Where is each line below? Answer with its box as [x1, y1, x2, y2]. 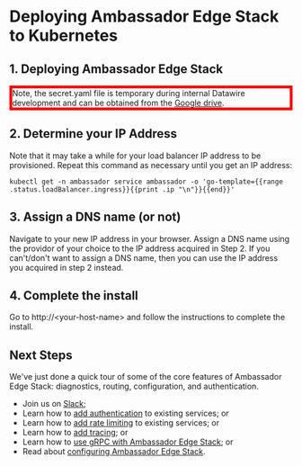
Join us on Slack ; [22, 399, 87, 409]
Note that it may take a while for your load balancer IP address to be [9, 150, 262, 161]
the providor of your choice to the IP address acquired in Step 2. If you [9, 243, 271, 254]
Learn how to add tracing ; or [22, 427, 129, 438]
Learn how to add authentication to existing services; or [22, 408, 229, 419]
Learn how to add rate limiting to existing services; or [22, 417, 220, 428]
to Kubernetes [9, 25, 119, 46]
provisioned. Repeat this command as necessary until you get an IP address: [9, 159, 293, 170]
